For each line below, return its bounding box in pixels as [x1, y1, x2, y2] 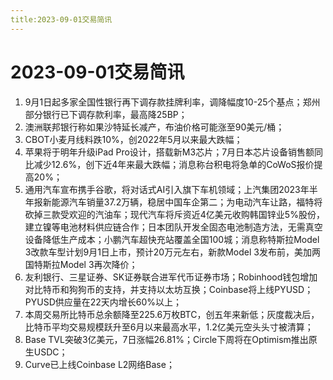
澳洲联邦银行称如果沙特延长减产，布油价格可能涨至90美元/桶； [24, 121, 285, 133]
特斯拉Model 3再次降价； [33, 258, 138, 270]
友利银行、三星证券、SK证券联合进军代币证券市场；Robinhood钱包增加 [24, 271, 318, 283]
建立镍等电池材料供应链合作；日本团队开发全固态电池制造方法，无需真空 [24, 221, 323, 233]
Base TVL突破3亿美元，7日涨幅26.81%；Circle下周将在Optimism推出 [24, 333, 309, 345]
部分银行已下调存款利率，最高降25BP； [24, 108, 188, 120]
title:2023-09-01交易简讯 [10, 14, 113, 25]
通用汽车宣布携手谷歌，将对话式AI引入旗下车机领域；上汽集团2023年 [24, 183, 310, 195]
